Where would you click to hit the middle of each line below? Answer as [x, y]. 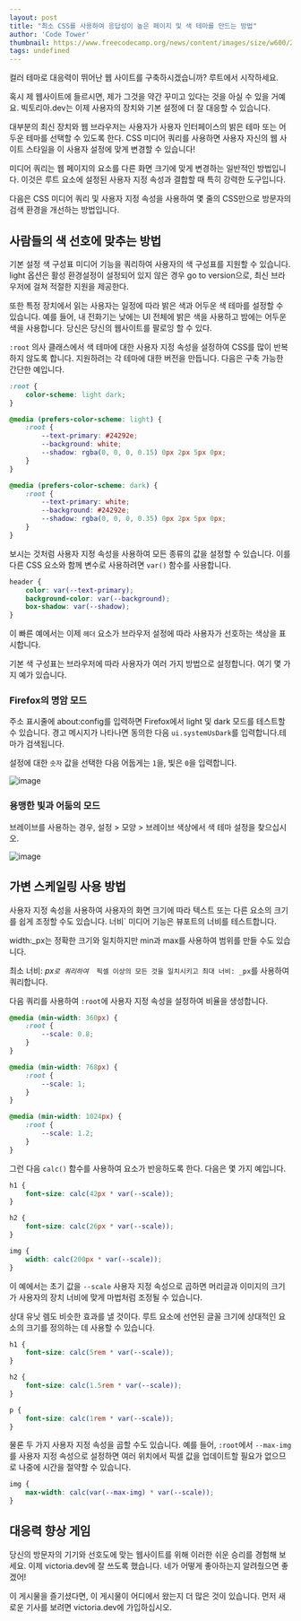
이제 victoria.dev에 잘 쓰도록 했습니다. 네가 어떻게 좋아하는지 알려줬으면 [154, 1565]
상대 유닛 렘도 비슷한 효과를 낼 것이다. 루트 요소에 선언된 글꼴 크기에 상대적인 [143, 1316]
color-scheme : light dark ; [76, 394]
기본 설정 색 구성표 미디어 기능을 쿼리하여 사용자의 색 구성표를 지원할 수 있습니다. [150, 264]
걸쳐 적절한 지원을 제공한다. [81, 286]
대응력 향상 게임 [50, 1531]
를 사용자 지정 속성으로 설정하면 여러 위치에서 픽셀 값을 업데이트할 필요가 [136, 1456]
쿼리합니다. [29, 982]
